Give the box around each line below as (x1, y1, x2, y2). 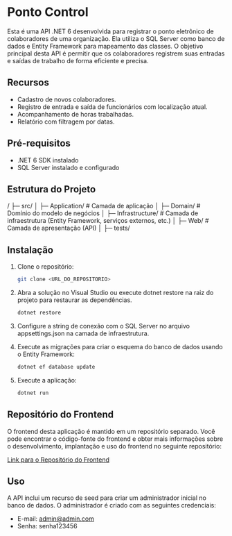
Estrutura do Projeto (7, 183, 96, 195)
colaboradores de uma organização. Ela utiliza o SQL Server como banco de (7, 34, 225, 42)
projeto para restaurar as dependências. (17, 296, 133, 304)
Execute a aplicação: (17, 376, 77, 384)
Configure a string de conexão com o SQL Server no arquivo (17, 321, 190, 330)
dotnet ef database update (17, 363, 96, 370)
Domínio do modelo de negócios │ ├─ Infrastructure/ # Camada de (7, 209, 199, 217)
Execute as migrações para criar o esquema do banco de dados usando (17, 342, 223, 351)
